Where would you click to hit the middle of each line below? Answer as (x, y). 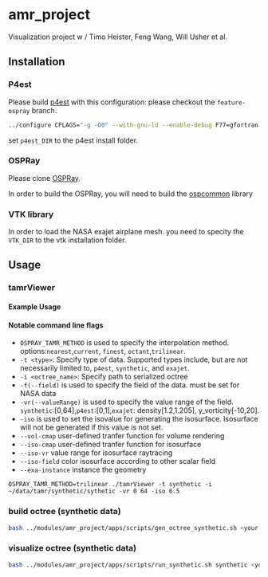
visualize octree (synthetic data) (73, 548)
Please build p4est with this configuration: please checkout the (112, 102)
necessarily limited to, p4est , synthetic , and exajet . (104, 368)
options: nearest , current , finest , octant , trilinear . (102, 351)
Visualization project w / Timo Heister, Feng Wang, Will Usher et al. (118, 37)
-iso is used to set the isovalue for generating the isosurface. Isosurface (139, 419)
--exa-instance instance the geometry (83, 470)
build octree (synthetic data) (65, 512)
